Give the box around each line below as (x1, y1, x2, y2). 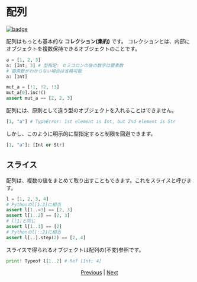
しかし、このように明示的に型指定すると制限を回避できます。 (6, 130, 156, 137)
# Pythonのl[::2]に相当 (6, 229, 61, 235)
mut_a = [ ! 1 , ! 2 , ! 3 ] (6, 84, 60, 90)
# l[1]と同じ (6, 218, 35, 224)
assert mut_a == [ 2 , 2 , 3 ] (6, 96, 73, 102)
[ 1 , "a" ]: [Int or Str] (6, 142, 65, 148)
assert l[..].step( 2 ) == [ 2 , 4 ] (6, 235, 86, 240)
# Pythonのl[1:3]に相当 (6, 201, 61, 208)
